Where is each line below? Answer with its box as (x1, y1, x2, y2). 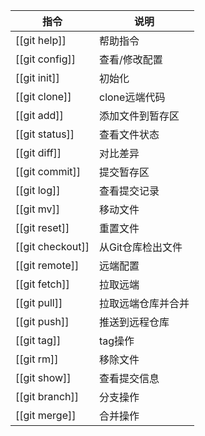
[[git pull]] (15, 296, 63, 309)
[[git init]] (15, 71, 60, 84)
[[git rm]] (15, 352, 59, 366)
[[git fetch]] (15, 277, 70, 291)
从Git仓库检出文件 (99, 240, 183, 254)
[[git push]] (15, 315, 70, 328)
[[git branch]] (15, 390, 80, 403)
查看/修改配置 (99, 53, 163, 66)
